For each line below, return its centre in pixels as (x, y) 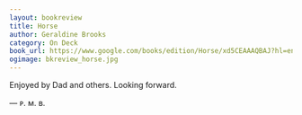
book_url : (28, 51)
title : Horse (34, 26)
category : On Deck (44, 43)
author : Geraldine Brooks (58, 34)
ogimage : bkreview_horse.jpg (64, 59)
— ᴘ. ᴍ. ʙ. (27, 103)
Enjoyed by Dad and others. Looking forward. (93, 85)
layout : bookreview (46, 18)
